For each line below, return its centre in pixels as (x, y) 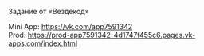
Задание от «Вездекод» (49, 11)
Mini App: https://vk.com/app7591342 (71, 26)
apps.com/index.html (43, 43)
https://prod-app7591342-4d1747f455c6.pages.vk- (112, 35)
